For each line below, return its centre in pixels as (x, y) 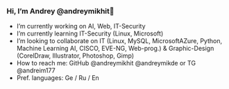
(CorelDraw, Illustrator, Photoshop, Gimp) (75, 56)
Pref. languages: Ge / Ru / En (58, 78)
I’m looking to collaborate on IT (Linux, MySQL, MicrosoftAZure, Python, (119, 41)
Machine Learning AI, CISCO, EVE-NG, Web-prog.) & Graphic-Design (115, 49)
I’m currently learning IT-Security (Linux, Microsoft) (90, 33)
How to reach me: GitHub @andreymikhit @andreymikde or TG (106, 63)
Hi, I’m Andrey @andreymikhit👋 (61, 11)
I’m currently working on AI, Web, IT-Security (81, 26)
